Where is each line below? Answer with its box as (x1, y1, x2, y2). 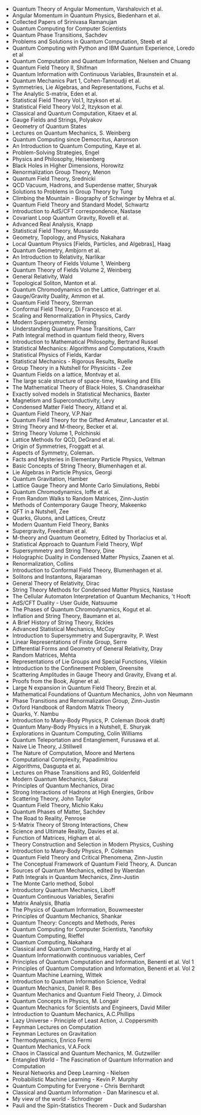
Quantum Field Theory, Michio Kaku (12, 802, 103, 808)
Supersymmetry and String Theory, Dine (12, 547, 115, 554)
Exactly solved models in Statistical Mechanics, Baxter (12, 390, 151, 397)
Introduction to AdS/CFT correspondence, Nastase (12, 208, 141, 214)
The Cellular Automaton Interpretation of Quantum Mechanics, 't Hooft (12, 593, 191, 600)
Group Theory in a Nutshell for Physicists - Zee (12, 364, 132, 371)
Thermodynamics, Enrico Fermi (12, 1036, 92, 1044)
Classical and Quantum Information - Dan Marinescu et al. (12, 1089, 159, 1096)
